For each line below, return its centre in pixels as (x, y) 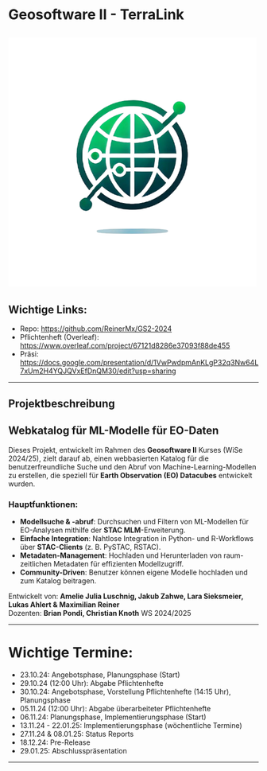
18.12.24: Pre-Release (55, 742)
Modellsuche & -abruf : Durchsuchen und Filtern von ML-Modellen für (134, 521)
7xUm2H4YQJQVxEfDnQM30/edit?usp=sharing (98, 371)
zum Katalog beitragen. (58, 580)
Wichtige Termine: (71, 653)
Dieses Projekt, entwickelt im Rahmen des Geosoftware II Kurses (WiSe (126, 450)
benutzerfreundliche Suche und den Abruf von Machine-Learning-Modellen (132, 466)
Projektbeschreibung (62, 403)
